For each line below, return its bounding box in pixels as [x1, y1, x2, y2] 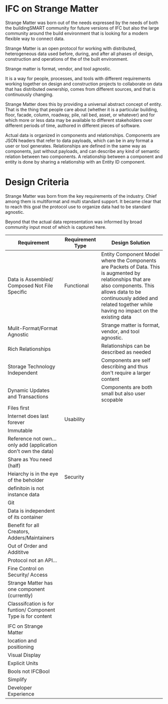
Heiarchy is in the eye [7, 470, 58, 477]
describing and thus [101, 363, 148, 370]
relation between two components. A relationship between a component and [5, 154, 163, 160]
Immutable [7, 427, 33, 434]
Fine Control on [7, 565, 44, 572]
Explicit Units [7, 659, 38, 666]
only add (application [7, 441, 57, 448]
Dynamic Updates [7, 387, 50, 394]
